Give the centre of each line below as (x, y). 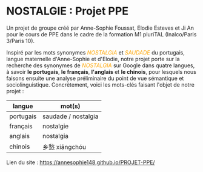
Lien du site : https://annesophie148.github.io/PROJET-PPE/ (81, 162)
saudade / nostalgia (70, 116)
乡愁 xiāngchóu (64, 147)
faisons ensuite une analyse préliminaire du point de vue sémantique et (95, 78)
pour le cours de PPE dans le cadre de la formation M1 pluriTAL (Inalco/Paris (101, 34)
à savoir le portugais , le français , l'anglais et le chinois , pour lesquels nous (101, 71)
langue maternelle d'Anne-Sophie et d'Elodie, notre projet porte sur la (93, 59)
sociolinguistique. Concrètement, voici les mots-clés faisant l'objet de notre (101, 84)
